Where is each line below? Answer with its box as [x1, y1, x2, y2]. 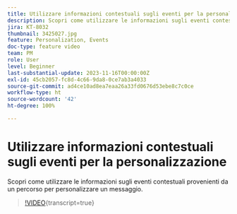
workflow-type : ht [7, 89, 61, 96]
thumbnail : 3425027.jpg [7, 30, 78, 37]
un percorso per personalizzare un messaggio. [7, 184, 143, 193]
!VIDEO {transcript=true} [24, 198, 95, 207]
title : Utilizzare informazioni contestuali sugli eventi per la [7, 10, 203, 18]
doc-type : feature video [7, 43, 80, 50]
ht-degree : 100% [7, 102, 55, 109]
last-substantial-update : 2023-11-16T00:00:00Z [7, 69, 150, 76]
